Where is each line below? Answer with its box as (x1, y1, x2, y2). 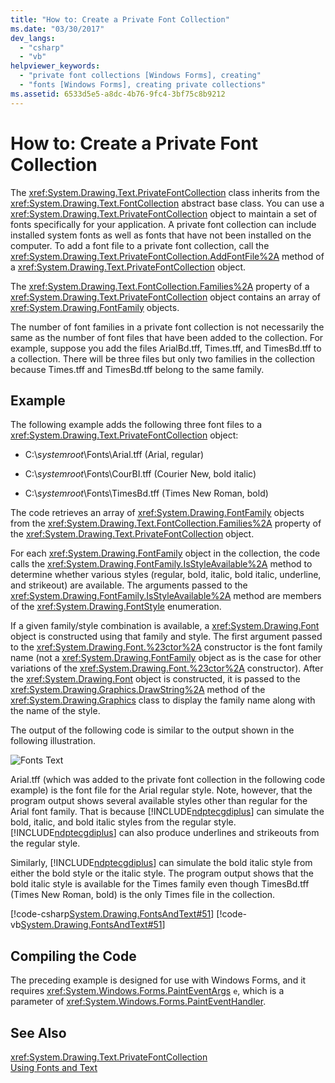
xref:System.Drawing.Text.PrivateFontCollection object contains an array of (10, 291, 322, 303)
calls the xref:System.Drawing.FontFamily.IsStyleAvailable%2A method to (10, 558, 313, 570)
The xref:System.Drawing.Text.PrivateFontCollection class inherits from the (10, 186, 321, 198)
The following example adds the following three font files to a (10, 419, 263, 431)
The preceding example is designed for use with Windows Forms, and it (10, 974, 307, 986)
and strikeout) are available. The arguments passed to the (10, 579, 248, 591)
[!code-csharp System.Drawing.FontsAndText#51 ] (10, 908, 215, 920)
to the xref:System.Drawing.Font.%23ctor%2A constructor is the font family (10, 641, 323, 653)
